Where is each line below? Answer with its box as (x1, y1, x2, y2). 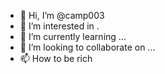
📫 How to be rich (19, 53, 93, 64)
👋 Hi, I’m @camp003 (19, 10, 105, 21)
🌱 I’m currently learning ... (19, 31, 127, 42)
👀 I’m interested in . (19, 20, 100, 32)
